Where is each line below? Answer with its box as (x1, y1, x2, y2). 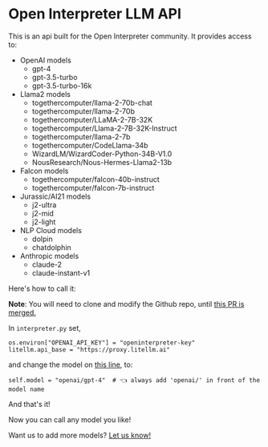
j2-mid (31, 208, 55, 218)
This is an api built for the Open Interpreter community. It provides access (8, 31, 252, 41)
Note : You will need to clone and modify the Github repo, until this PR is (8, 299, 245, 308)
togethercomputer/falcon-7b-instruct (31, 183, 155, 192)
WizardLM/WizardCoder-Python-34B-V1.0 (31, 149, 173, 159)
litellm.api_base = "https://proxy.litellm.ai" (8, 345, 171, 353)
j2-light (31, 217, 56, 227)
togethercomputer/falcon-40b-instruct (31, 174, 160, 184)
